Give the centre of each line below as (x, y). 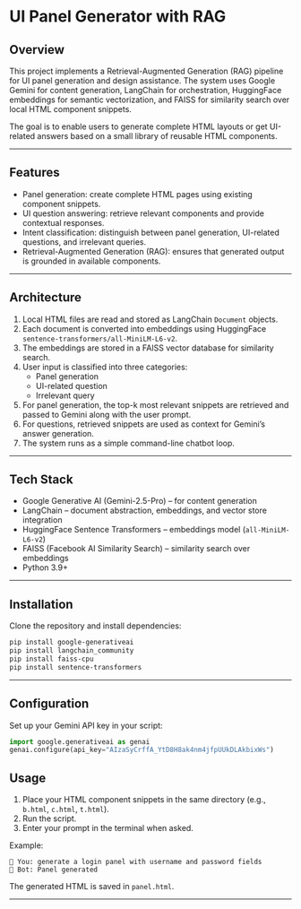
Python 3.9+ (45, 567)
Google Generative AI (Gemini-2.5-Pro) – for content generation (139, 501)
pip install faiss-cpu (52, 659)
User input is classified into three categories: (105, 367)
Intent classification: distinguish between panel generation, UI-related (151, 232)
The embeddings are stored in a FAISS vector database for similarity (148, 348)
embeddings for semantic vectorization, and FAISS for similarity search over (150, 100)
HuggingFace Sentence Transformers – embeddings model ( (134, 530)
